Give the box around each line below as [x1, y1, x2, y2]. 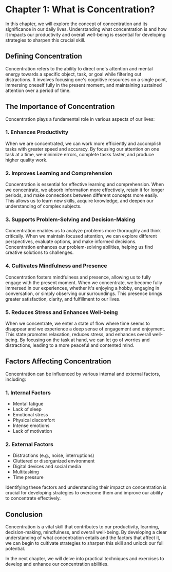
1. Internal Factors [5, 389, 51, 396]
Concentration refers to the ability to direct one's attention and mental [5, 65, 153, 71]
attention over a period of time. [5, 87, 71, 94]
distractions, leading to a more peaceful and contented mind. [5, 342, 135, 348]
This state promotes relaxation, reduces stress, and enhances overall [5, 331, 151, 338]
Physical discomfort [12, 417, 55, 423]
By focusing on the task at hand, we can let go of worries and [20, 337, 150, 343]
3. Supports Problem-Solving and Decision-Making [5, 216, 136, 223]
